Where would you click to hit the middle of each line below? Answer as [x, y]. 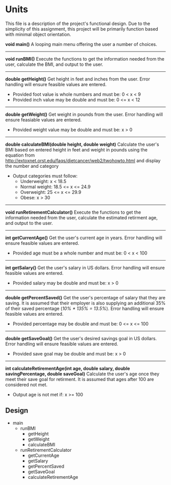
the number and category [32, 166]
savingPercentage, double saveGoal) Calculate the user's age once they [82, 374]
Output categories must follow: [45, 176]
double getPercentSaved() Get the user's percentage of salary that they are [85, 297]
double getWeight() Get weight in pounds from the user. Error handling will [84, 114]
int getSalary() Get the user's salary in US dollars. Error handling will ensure [85, 267]
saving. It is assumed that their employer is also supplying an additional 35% [85, 303]
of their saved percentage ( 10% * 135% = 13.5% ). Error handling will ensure [85, 308]
